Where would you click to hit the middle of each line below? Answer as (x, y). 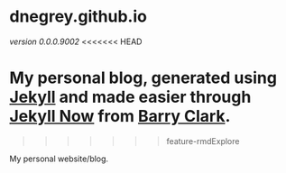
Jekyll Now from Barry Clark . (120, 117)
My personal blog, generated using (143, 78)
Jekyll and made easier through (130, 97)
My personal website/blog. (59, 159)
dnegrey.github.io (78, 17)
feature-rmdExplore (203, 141)
